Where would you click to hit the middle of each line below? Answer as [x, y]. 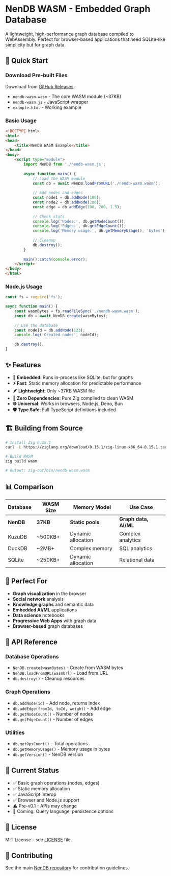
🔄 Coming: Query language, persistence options [63, 811]
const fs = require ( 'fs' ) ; [34, 297]
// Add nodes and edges [58, 193]
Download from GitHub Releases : [40, 86]
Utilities [15, 732]
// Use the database [36, 325]
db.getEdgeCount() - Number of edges [53, 719]
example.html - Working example [47, 107]
